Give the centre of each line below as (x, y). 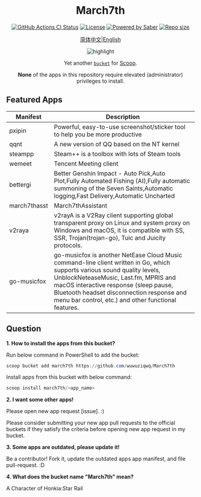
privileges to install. (100, 81)
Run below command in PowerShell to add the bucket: (73, 355)
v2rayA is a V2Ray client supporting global (113, 215)
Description (123, 116)
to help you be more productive (98, 134)
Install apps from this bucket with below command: (69, 377)
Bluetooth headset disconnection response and (120, 293)
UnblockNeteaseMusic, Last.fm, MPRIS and (115, 278)
